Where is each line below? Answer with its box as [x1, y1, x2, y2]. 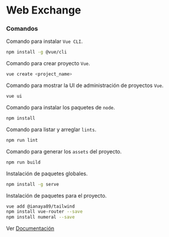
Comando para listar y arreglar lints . [6, 126, 97, 133]
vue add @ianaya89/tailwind [6, 203, 75, 209]
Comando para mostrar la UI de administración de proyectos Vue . [6, 82, 164, 89]
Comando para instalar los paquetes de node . [6, 104, 115, 111]
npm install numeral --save [6, 214, 75, 221]
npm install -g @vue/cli [6, 49, 67, 55]
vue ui [6, 94, 22, 99]
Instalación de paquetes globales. [6, 170, 88, 177]
